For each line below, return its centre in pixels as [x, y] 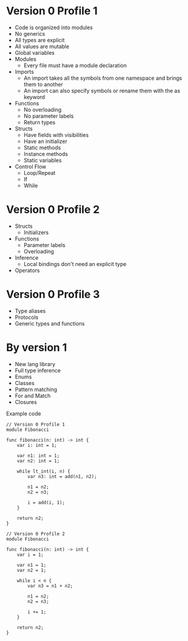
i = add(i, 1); [46, 502]
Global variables [35, 52]
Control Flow [30, 166]
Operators [27, 270]
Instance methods [46, 154]
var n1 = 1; [32, 565]
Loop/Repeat [40, 173]
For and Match [32, 395]
